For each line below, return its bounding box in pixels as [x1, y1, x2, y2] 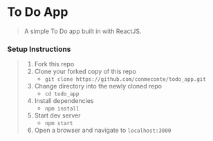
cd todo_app [44, 91, 80, 97]
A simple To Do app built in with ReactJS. [24, 27, 142, 35]
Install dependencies [34, 97, 94, 105]
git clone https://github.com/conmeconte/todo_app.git [44, 76, 206, 83]
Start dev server [34, 111, 81, 120]
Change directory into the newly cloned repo [34, 82, 163, 91]
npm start [44, 120, 73, 127]
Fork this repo [34, 60, 75, 68]
